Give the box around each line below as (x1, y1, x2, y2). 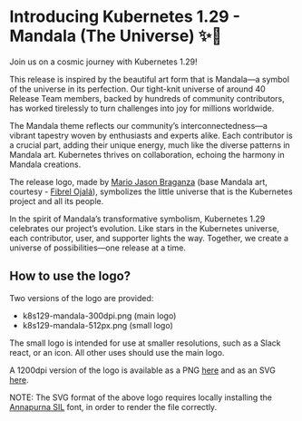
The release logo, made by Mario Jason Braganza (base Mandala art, (9, 176, 268, 187)
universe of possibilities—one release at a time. (9, 242, 186, 253)
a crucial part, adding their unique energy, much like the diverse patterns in (9, 139, 290, 151)
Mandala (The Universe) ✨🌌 (9, 25, 222, 46)
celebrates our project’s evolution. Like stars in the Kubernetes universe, (9, 222, 279, 233)
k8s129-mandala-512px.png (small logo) (22, 319, 174, 330)
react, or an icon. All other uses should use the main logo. (9, 347, 225, 357)
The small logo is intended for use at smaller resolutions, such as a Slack (9, 338, 281, 348)
